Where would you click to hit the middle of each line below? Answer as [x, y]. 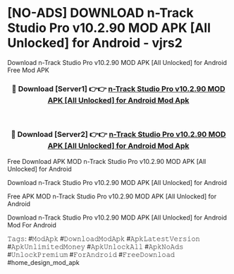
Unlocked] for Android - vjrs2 [95, 43]
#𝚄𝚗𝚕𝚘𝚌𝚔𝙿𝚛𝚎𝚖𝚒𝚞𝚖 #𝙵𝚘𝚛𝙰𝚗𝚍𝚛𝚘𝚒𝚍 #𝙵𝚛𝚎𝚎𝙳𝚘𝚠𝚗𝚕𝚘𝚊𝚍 [91, 254]
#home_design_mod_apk [43, 262]
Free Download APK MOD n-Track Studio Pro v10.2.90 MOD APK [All [107, 161]
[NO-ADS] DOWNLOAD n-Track [100, 13]
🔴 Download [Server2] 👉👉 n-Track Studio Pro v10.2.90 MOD [118, 134]
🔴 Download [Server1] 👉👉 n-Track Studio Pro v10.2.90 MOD [118, 88]
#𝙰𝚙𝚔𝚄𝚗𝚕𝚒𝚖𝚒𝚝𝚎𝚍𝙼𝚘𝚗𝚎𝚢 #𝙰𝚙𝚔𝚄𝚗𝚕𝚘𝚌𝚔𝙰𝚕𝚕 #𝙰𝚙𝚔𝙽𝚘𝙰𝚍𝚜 [96, 246]
